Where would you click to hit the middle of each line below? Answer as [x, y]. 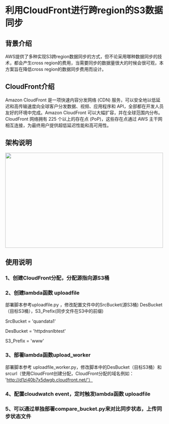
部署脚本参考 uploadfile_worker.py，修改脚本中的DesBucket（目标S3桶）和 [83, 367]
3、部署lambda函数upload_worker [48, 355]
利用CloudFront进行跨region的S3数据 [84, 10]
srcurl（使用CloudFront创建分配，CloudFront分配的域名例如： [70, 373]
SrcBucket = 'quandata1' [31, 321]
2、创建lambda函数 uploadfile [42, 293]
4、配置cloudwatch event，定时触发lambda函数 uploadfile [78, 394]
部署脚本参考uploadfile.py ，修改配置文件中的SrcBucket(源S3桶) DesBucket [84, 305]
